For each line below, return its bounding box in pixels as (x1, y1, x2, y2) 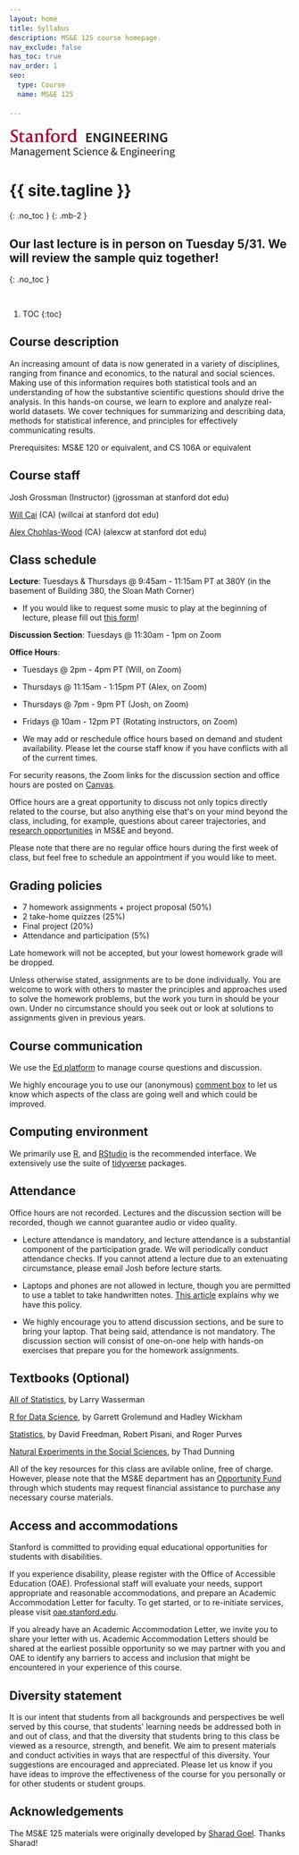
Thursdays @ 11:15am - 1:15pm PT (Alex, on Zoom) (21, 682, 208, 692)
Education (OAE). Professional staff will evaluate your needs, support (9, 1579, 263, 1589)
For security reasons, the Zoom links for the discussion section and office (9, 770, 280, 781)
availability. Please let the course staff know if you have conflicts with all (21, 743, 288, 754)
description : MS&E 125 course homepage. (9, 33, 162, 42)
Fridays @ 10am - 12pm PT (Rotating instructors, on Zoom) (21, 716, 238, 727)
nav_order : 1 (9, 62, 58, 71)
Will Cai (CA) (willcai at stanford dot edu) (9, 509, 160, 520)
